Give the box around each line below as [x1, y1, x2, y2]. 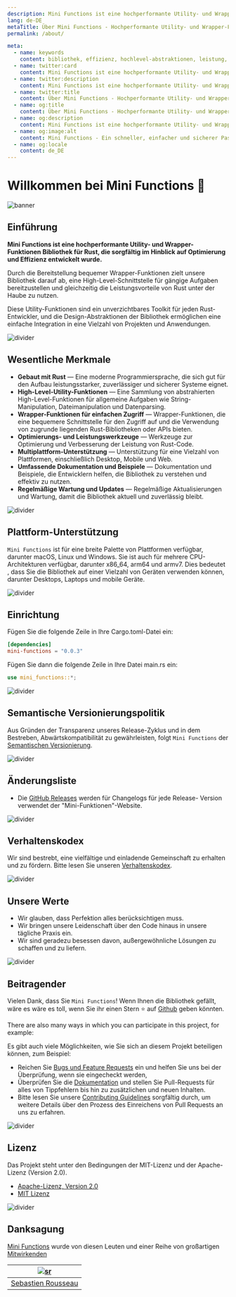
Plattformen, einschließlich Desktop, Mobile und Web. [17, 455, 173, 463]
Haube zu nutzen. [7, 291, 59, 299]
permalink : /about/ [7, 30, 65, 37]
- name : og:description [13, 115, 83, 122]
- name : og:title [13, 101, 65, 109]
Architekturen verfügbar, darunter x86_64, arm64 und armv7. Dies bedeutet [7, 560, 226, 568]
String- [171, 395, 192, 403]
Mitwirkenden [7, 1249, 47, 1258]
